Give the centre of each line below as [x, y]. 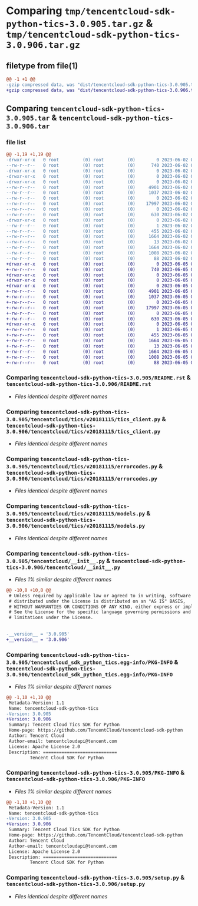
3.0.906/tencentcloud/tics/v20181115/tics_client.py [83, 431]
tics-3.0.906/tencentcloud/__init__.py [63, 567]
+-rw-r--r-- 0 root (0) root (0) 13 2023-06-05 [97, 346]
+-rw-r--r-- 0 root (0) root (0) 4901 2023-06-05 [97, 292]
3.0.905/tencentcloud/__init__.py [55, 561]
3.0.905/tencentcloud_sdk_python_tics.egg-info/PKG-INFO [90, 662]
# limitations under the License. [51, 618]
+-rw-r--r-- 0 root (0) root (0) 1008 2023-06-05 [97, 357]
